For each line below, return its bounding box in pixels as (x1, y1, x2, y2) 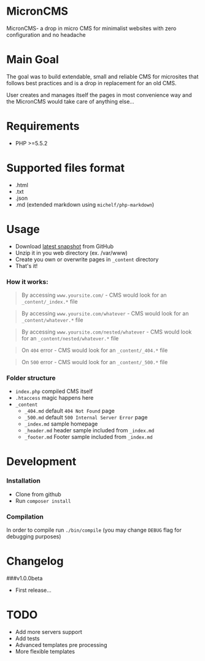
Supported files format (6, 161, 125, 175)
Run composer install (15, 497, 71, 504)
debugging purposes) (6, 533, 61, 540)
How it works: (6, 277, 48, 286)
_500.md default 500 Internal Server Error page (24, 414, 148, 421)
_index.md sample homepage (24, 420, 98, 427)
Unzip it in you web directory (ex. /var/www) (15, 249, 128, 256)
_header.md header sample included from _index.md (24, 427, 155, 434)
